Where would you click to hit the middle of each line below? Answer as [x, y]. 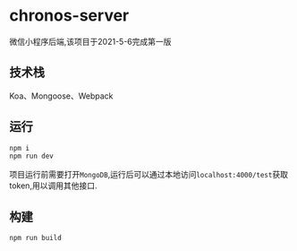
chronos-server [69, 16]
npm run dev [31, 156]
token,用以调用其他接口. [53, 186]
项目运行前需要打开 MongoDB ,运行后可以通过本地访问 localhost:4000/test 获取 [149, 175]
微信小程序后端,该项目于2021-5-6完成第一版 [90, 41]
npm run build [36, 238]
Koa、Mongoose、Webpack [61, 96]
